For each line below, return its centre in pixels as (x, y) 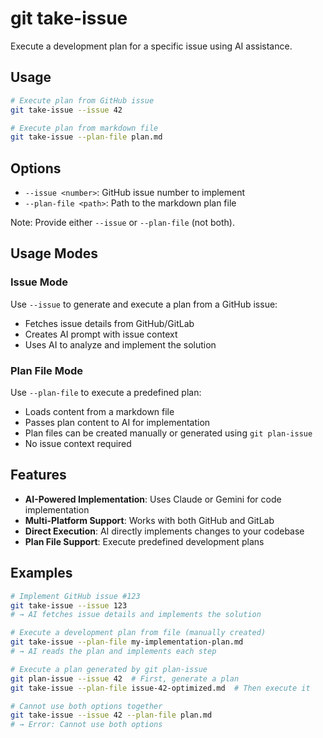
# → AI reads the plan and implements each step (113, 652)
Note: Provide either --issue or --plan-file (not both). (122, 223)
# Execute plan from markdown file (84, 128)
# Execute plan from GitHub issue (82, 100)
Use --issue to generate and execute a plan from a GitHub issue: (144, 304)
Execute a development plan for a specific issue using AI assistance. (151, 46)
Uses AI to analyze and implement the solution (120, 344)
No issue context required (78, 444)
